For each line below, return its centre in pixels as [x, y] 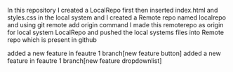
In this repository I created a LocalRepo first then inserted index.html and [113, 10]
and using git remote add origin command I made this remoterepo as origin [115, 25]
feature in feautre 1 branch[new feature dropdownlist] [85, 61]
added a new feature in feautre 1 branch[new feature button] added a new [114, 53]
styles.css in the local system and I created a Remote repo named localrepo [117, 17]
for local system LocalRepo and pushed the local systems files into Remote [116, 32]
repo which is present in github [52, 40]
